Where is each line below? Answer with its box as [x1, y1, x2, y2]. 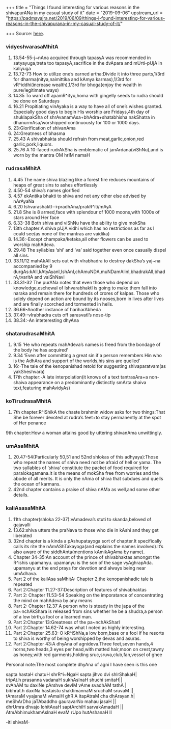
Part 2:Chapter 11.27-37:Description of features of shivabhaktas [13, 586, 147, 592]
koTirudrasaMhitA [6, 397, 52, 404]
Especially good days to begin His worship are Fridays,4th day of [13, 109, 150, 115]
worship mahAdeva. [13, 241, 55, 248]
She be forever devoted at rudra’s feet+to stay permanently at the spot [13, 415, 161, 421]
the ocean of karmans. [13, 481, 61, 487]
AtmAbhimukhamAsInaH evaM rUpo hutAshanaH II [6, 709, 112, 715]
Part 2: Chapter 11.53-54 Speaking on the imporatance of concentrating [13, 592, 163, 598]
